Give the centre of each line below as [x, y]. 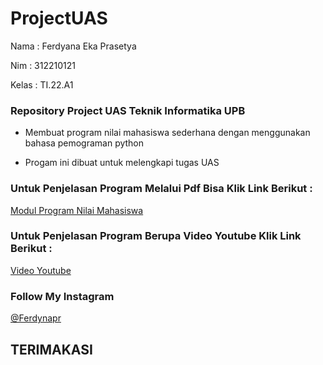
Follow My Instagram [62, 296]
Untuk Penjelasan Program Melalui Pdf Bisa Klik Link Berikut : [161, 189]
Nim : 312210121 [43, 65]
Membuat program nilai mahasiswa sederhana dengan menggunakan [167, 133]
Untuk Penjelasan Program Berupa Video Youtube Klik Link [156, 236]
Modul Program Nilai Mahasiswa [77, 210]
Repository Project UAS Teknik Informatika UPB [128, 110]
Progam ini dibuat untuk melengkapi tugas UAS [122, 163]
